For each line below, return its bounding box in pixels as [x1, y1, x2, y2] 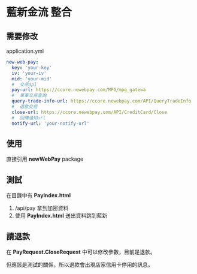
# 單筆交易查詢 [11, 92, 47, 99]
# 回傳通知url [11, 115, 46, 121]
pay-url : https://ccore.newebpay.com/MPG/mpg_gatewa [11, 87, 146, 93]
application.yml [6, 47, 44, 55]
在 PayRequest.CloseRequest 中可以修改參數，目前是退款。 [6, 248, 156, 255]
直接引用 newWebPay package [6, 155, 84, 162]
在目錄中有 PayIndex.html [6, 192, 71, 199]
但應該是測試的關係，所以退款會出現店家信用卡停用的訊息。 [6, 261, 153, 268]
